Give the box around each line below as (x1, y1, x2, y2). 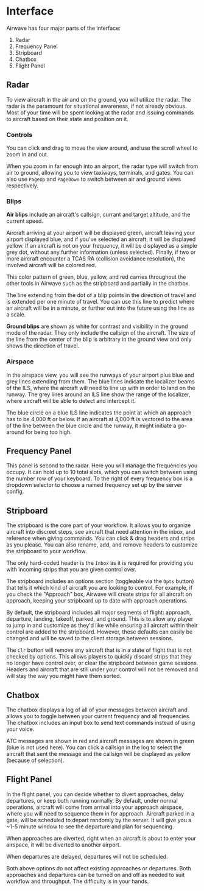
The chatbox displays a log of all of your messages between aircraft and (6, 706, 188, 713)
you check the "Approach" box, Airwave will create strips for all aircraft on (6, 590, 192, 598)
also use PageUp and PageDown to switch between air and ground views (6, 175, 181, 183)
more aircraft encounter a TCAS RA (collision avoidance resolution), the (6, 255, 186, 262)
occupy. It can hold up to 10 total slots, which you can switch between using (6, 469, 197, 476)
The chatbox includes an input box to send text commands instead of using (6, 719, 195, 727)
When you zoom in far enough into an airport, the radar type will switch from (6, 162, 199, 170)
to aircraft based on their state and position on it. (6, 115, 129, 122)
